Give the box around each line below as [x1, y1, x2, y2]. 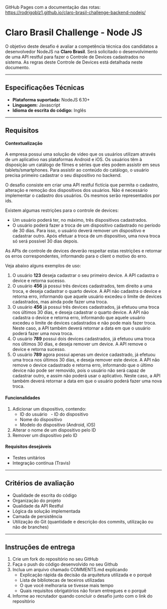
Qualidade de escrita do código [12, 492, 77, 498]
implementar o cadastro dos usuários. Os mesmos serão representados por [5, 192, 160, 198]
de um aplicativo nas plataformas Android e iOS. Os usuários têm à [5, 157, 143, 163]
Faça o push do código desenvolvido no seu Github [12, 561, 118, 567]
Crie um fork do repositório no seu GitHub [12, 556, 98, 562]
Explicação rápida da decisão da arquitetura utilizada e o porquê [19, 572, 152, 578]
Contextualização [5, 140, 43, 146]
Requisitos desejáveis [5, 443, 52, 449]
